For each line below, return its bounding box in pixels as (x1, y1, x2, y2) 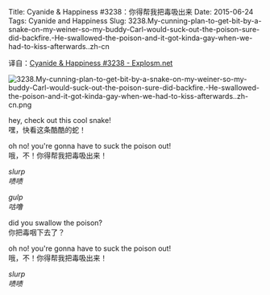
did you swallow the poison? (8, 218, 103, 227)
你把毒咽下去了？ (8, 227, 65, 237)
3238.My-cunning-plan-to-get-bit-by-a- (127, 16, 262, 26)
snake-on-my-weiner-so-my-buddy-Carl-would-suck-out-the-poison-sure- (8, 25, 260, 34)
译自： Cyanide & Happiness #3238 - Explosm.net (8, 59, 173, 68)
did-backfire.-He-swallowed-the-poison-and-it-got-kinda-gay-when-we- (8, 33, 253, 43)
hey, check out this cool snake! (8, 116, 111, 125)
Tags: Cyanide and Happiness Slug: (8, 16, 127, 26)
